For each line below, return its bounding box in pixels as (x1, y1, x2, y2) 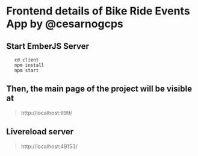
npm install (14, 62, 45, 68)
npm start (14, 67, 39, 73)
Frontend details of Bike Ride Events (6, 4, 191, 18)
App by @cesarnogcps (6, 17, 123, 31)
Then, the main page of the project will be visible (6, 84, 193, 94)
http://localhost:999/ (20, 109, 72, 116)
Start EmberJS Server (6, 41, 89, 51)
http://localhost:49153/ (20, 143, 78, 150)
